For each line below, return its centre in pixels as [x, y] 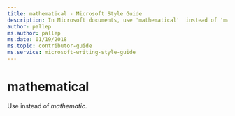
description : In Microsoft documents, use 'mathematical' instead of [112, 20]
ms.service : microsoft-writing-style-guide [72, 53]
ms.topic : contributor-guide [50, 46]
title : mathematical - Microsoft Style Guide [74, 14]
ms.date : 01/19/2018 [37, 40]
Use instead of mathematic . [47, 106]
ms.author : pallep [34, 33]
